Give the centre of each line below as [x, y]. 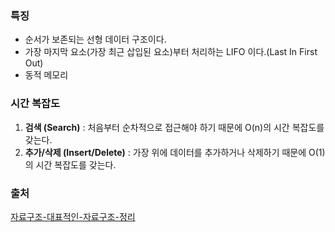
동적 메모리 [46, 75]
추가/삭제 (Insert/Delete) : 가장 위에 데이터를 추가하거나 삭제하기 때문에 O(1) [175, 152]
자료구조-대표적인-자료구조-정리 [73, 216]
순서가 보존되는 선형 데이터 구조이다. [95, 39]
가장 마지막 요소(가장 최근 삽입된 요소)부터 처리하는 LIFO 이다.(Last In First [171, 52]
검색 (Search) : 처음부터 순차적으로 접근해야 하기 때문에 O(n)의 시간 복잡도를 [174, 127]
